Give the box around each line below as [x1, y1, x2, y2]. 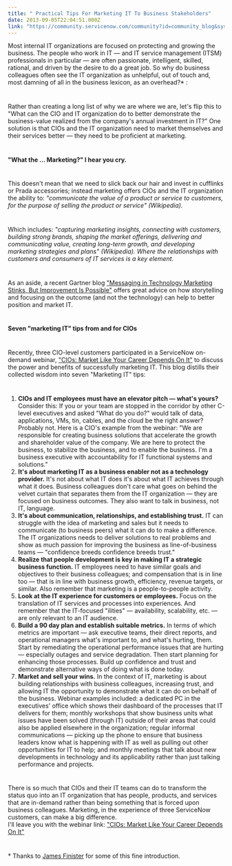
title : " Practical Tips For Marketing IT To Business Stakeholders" [8, 10, 212, 17]
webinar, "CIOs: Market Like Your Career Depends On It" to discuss [32, 355, 224, 363]
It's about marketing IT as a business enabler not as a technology [17, 467, 209, 476]
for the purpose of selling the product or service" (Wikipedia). [8, 201, 183, 210]
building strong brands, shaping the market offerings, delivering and [8, 233, 202, 241]
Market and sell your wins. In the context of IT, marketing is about [17, 672, 207, 680]
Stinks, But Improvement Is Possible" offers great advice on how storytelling [8, 286, 224, 294]
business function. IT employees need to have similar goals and [17, 562, 202, 571]
